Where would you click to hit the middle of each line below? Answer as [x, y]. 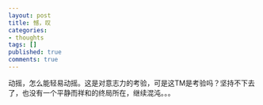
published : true [35, 52]
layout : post [30, 15]
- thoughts [26, 37]
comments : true [33, 60]
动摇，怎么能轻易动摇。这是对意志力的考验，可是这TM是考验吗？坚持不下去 [131, 83]
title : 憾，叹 [30, 23]
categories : [28, 30]
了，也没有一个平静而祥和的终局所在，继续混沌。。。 [91, 92]
